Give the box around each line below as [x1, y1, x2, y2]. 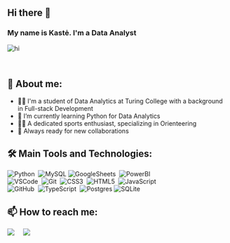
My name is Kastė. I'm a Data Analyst [7, 28, 137, 38]
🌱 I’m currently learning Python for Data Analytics [17, 112, 161, 120]
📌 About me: [7, 78, 62, 90]
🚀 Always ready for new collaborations [17, 126, 130, 135]
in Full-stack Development [17, 104, 93, 112]
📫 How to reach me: [7, 206, 98, 218]
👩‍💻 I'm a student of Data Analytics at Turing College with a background [17, 96, 223, 105]
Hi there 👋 [7, 7, 51, 19]
